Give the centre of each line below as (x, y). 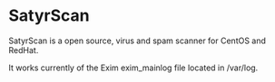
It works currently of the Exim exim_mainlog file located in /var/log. (133, 68)
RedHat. (24, 50)
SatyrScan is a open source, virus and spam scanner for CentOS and (137, 41)
